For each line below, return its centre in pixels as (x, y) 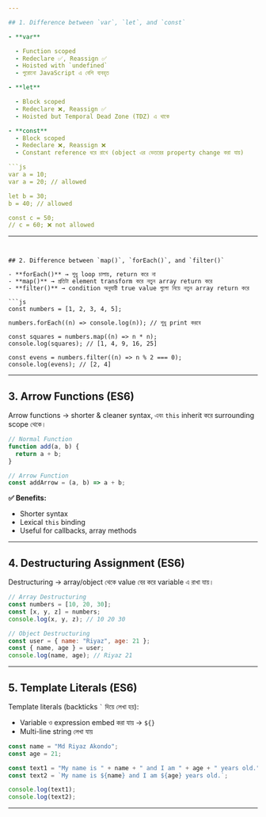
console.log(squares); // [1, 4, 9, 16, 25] (83, 344)
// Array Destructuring (47, 597)
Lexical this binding (52, 522)
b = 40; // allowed (40, 203)
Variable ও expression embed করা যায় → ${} (87, 722)
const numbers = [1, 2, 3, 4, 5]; (65, 310)
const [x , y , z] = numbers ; (55, 612)
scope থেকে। (27, 424)
